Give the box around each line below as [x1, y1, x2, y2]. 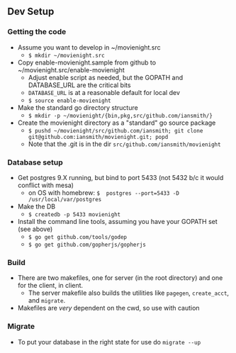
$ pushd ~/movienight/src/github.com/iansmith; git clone [28, 127, 203, 134]
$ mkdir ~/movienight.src [28, 52, 105, 59]
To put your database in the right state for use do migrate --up [17, 337, 201, 346]
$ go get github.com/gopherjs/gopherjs [28, 241, 147, 248]
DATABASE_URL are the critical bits [28, 81, 131, 89]
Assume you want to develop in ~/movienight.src [17, 43, 161, 52]
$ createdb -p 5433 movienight [28, 211, 121, 218]
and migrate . [28, 296, 66, 305]
